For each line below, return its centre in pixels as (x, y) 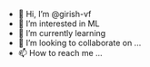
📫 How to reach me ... (60, 53)
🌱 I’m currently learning (62, 33)
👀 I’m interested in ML (59, 24)
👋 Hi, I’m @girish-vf (55, 14)
